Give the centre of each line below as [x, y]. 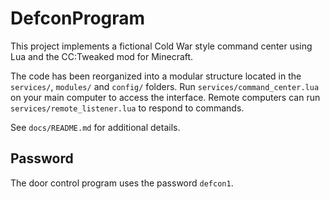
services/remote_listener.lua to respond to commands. [127, 108]
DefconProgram [78, 18]
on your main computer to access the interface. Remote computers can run [165, 97]
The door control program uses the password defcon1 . [122, 183]
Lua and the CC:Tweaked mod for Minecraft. [102, 56]
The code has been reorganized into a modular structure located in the [156, 76]
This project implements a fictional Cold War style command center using [161, 46]
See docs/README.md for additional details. [95, 127]
